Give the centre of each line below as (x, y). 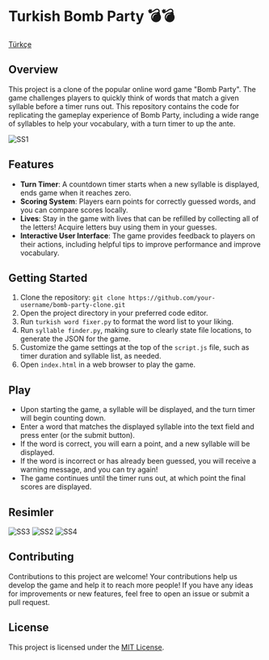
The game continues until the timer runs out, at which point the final (133, 478)
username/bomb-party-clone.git (73, 305)
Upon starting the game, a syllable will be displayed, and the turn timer (138, 410)
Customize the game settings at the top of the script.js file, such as (134, 347)
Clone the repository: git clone (72, 297)
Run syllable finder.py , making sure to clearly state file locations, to (136, 330)
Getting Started (48, 277)
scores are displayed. (56, 487)
